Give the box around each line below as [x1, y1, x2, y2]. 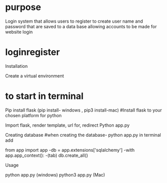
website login [5, 29, 33, 35]
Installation [5, 63, 28, 69]
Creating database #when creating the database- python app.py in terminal [5, 132, 161, 138]
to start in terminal [5, 90, 84, 102]
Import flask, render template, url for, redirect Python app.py [5, 122, 130, 128]
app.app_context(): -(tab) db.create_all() [5, 152, 88, 158]
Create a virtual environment [5, 72, 64, 79]
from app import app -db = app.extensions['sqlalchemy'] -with [5, 147, 135, 153]
